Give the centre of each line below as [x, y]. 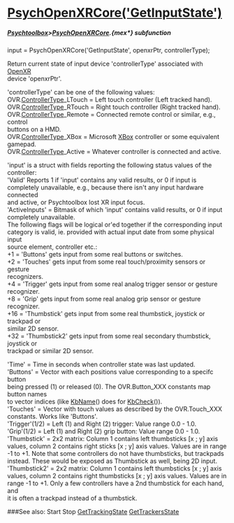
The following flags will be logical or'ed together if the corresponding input [115, 224]
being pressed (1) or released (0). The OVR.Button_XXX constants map [109, 387]
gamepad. [22, 144]
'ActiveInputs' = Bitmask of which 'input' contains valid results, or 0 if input [115, 210]
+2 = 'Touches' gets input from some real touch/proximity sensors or [107, 262]
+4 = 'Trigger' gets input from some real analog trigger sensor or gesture [112, 284]
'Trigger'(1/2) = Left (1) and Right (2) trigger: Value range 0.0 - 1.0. [102, 424]
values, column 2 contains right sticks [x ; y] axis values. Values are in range [117, 446]
